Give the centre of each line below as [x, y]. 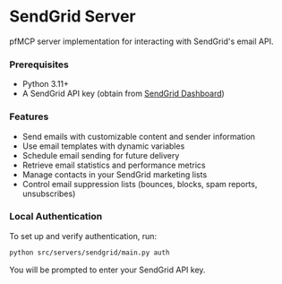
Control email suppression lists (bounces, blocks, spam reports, [140, 184]
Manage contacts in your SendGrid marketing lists [115, 174]
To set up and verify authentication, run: [83, 236]
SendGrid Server [73, 17]
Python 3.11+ [46, 84]
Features [29, 116]
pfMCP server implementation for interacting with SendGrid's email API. [141, 41]
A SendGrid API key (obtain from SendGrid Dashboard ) [124, 94]
